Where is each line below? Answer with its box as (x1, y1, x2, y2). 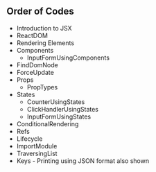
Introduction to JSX (16, 24, 72, 32)
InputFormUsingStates (26, 112, 92, 121)
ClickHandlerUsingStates (26, 105, 98, 113)
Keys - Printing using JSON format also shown (16, 156, 150, 165)
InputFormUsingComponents (26, 53, 110, 62)
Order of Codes (6, 6, 74, 17)
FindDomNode (16, 60, 58, 69)
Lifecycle (16, 135, 43, 143)
